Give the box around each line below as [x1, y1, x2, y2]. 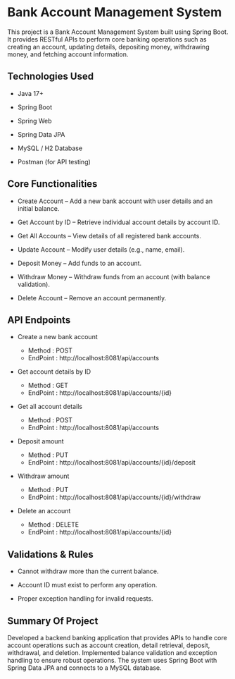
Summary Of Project [7, 615, 99, 627]
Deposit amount [17, 437, 64, 446]
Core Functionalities [7, 178, 98, 190]
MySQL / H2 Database [17, 144, 83, 152]
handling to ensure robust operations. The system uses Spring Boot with [7, 656, 217, 664]
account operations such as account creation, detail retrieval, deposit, [7, 641, 210, 649]
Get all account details [17, 403, 83, 411]
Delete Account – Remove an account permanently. [17, 293, 167, 302]
